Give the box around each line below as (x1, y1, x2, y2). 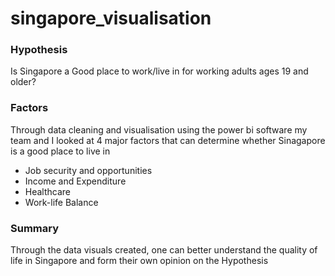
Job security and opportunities (24, 164, 153, 176)
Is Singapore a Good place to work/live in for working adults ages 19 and (10, 65, 309, 77)
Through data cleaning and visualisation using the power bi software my (10, 123, 308, 136)
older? (10, 76, 37, 88)
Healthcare (24, 185, 72, 197)
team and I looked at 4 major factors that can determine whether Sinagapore (10, 134, 326, 146)
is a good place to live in (10, 145, 111, 157)
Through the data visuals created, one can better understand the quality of (10, 244, 318, 256)
